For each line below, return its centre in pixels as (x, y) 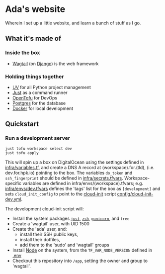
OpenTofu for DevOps (35, 97)
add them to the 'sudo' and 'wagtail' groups (64, 245)
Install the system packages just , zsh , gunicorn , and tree (71, 218)
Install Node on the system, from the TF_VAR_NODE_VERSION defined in (82, 250)
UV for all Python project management (51, 87)
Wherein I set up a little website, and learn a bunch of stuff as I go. (73, 23)
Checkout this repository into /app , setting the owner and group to (80, 261)
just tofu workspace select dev (39, 148)
